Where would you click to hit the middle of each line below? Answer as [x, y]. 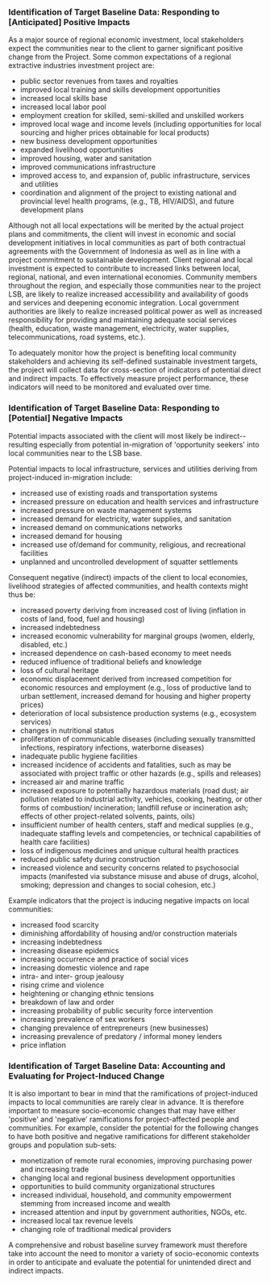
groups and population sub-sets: [62, 1145]
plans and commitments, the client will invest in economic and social [122, 234]
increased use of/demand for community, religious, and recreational [133, 545]
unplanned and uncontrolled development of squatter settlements [129, 562]
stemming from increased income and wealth [95, 1203]
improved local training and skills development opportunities [120, 90]
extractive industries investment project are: [81, 65]
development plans [52, 210]
